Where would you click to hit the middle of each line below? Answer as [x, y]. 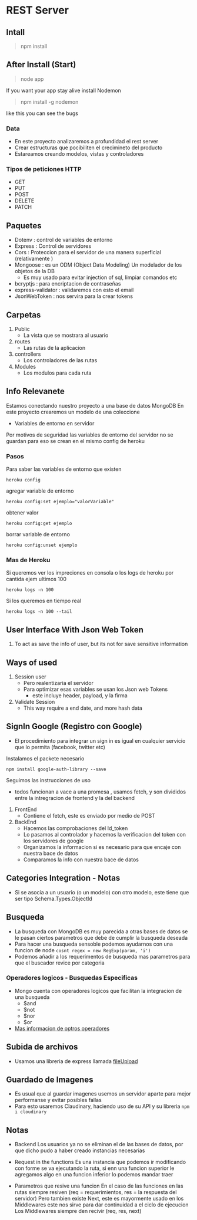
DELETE [24, 201]
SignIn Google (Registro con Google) [74, 727]
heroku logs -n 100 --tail [39, 612]
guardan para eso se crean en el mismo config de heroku [76, 441]
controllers [28, 354]
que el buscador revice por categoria [59, 963]
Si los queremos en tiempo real [44, 601]
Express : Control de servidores [53, 246]
